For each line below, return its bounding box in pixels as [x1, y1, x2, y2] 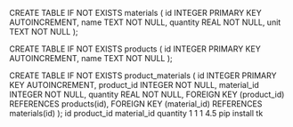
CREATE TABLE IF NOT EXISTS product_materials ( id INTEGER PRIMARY [9, 70, 277, 81]
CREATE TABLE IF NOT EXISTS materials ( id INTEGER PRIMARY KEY [9, 8, 262, 18]
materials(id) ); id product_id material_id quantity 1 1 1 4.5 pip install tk [9, 108, 264, 118]
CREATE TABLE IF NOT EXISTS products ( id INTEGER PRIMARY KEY [9, 44, 261, 54]
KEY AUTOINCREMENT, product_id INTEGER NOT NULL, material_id [9, 80, 260, 90]
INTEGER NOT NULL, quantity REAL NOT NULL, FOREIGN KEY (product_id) [9, 89, 285, 99]
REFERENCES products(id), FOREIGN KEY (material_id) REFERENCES [9, 99, 263, 109]
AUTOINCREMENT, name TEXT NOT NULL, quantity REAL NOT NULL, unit [9, 17, 281, 28]
